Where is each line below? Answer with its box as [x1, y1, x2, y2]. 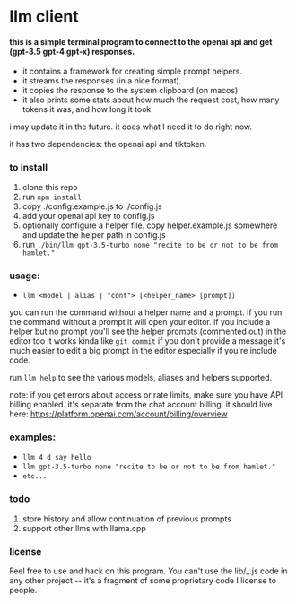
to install [9, 162, 48, 174]
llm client [9, 6, 79, 27]
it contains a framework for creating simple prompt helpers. [22, 66, 242, 77]
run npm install [22, 191, 83, 202]
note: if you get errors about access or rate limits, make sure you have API [9, 389, 283, 400]
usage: [9, 269, 40, 282]
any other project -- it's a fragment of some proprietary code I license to [9, 574, 276, 585]
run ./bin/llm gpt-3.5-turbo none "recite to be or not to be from [22, 239, 279, 249]
